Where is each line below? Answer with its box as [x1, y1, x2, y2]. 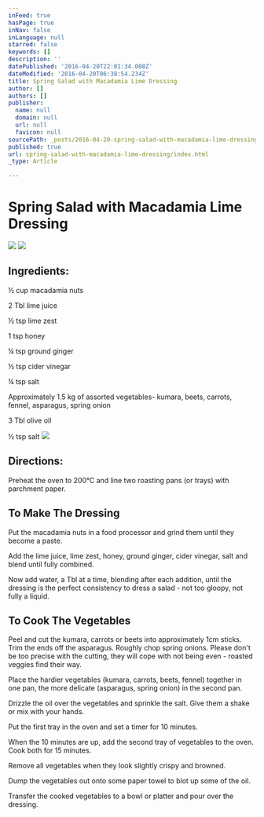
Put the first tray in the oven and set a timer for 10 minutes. [8, 722, 198, 731]
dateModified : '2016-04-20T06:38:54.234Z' [8, 70, 149, 78]
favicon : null [15, 128, 61, 136]
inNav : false [8, 26, 51, 34]
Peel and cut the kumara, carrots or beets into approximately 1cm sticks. [8, 635, 242, 644]
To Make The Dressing [8, 507, 120, 520]
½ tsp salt [8, 431, 40, 441]
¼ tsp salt [8, 376, 39, 386]
